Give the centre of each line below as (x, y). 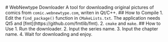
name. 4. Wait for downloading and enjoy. (49, 34)
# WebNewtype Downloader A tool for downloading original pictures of (80, 7)
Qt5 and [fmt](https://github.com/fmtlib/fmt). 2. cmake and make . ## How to (83, 23)
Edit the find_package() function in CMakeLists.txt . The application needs (83, 18)
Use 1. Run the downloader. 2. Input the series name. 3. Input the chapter (82, 29)
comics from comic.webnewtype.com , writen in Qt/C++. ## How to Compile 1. (84, 13)
